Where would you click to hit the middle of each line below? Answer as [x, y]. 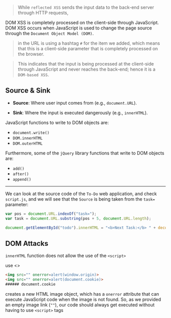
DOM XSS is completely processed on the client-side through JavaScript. [82, 23]
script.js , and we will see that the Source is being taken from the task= [80, 199]
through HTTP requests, [43, 13]
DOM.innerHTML [27, 138]
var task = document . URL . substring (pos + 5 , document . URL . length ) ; [78, 218]
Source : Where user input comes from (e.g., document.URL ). [75, 103]
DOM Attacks [27, 243]
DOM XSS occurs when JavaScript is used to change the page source [79, 28]
